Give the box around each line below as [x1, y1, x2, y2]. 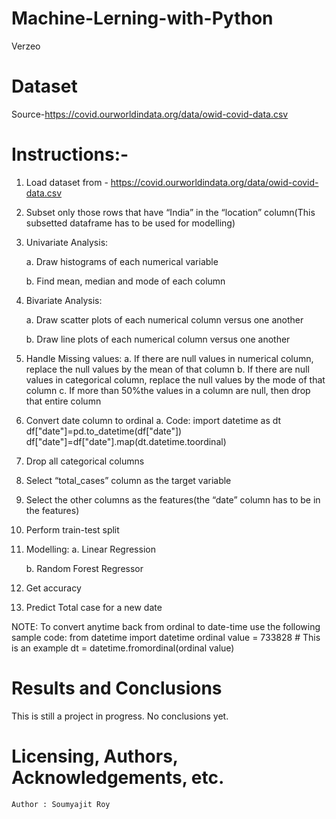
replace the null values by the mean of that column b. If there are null [25, 363, 310, 375]
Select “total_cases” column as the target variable [25, 474, 232, 486]
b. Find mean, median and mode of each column [25, 275, 226, 287]
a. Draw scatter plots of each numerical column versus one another [25, 313, 304, 326]
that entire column [25, 395, 102, 407]
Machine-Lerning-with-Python [11, 7, 274, 30]
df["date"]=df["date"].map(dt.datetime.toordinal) [25, 435, 227, 447]
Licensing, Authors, [11, 745, 179, 767]
